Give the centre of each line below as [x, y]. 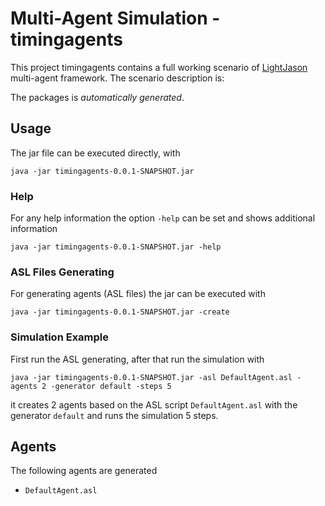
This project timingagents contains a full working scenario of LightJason [159, 67]
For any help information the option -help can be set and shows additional [163, 218]
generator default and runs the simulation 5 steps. [114, 415]
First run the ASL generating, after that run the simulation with [137, 359]
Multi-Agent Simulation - [115, 18]
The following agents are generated [84, 471]
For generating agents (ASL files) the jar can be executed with [138, 294]
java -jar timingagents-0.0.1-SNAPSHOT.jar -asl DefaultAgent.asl [151, 377]
